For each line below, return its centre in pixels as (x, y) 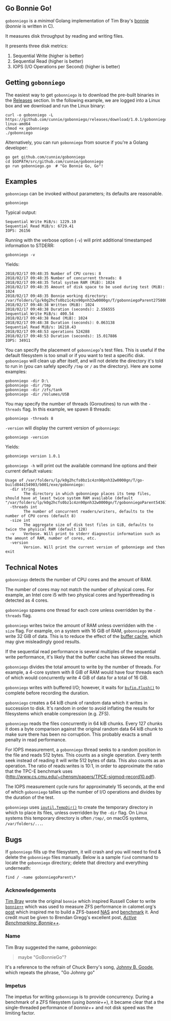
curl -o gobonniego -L (29, 115)
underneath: (18, 868)
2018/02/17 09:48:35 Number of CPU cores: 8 (53, 274)
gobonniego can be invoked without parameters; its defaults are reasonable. (84, 194)
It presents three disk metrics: (37, 46)
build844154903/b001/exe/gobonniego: (45, 485)
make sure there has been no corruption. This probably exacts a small (79, 734)
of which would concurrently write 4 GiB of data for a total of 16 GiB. (77, 678)
